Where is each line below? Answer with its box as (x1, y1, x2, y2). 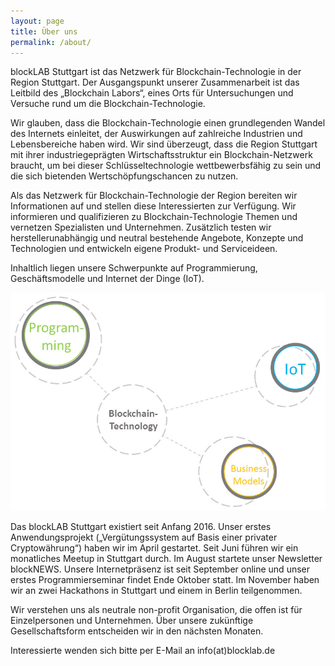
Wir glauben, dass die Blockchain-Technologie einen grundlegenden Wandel (10, 117, 326, 129)
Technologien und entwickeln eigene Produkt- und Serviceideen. (10, 243, 278, 255)
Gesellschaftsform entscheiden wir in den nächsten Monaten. (10, 625, 264, 637)
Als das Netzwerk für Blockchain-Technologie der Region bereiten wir (10, 190, 298, 202)
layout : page (10, 16, 65, 26)
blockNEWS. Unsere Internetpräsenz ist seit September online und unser (10, 563, 311, 575)
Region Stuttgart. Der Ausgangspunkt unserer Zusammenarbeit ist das (10, 76, 300, 89)
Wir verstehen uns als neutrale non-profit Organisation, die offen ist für (10, 603, 303, 615)
